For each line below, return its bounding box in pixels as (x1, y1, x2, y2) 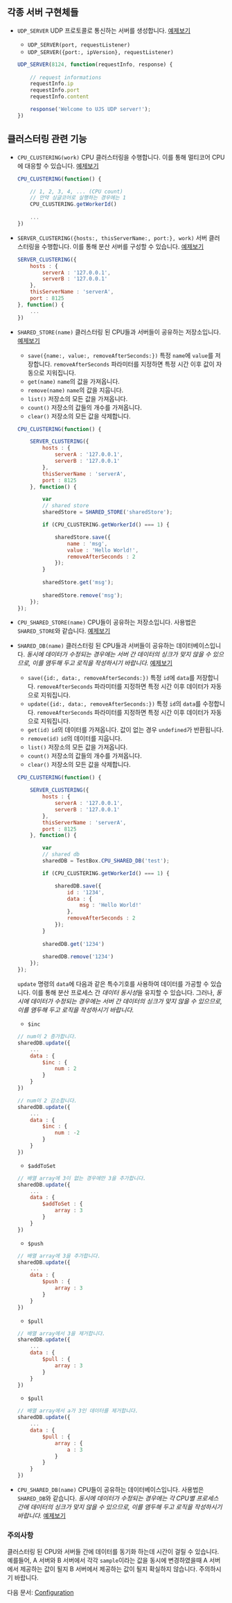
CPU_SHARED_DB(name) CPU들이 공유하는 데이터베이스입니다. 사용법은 (17, 1486, 204, 1493)
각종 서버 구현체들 (7, 6, 79, 19)
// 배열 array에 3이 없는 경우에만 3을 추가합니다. (17, 1175, 147, 1182)
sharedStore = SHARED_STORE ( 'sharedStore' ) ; (42, 509, 173, 516)
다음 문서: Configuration (7, 1588, 74, 1597)
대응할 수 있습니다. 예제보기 (24, 162, 99, 170)
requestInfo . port (30, 87, 80, 94)
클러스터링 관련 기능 (7, 133, 87, 145)
